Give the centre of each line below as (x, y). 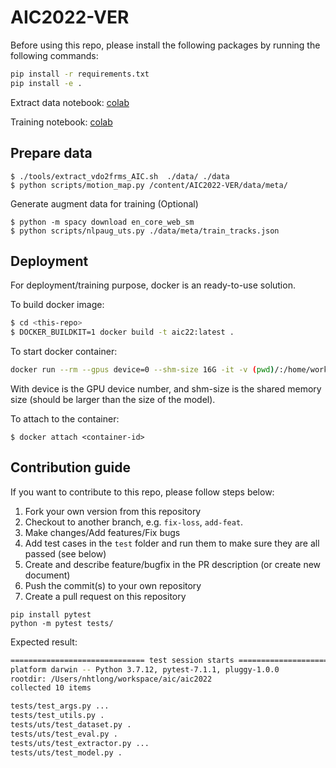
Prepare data (51, 153)
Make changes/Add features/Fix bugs (102, 532)
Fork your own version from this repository (113, 511)
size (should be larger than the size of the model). (113, 399)
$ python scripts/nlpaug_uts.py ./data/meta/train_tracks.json (145, 231)
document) (47, 575)
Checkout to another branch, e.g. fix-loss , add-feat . (134, 522)
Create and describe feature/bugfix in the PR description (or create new (173, 564)
